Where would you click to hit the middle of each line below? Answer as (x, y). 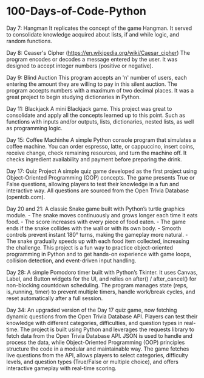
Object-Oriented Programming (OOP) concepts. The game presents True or (101, 177)
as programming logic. (34, 128)
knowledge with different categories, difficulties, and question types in (95, 323)
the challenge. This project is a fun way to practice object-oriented (90, 247)
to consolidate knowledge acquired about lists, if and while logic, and (93, 34)
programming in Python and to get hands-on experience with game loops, (99, 254)
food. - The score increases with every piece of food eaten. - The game (96, 222)
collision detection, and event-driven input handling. (71, 261)
